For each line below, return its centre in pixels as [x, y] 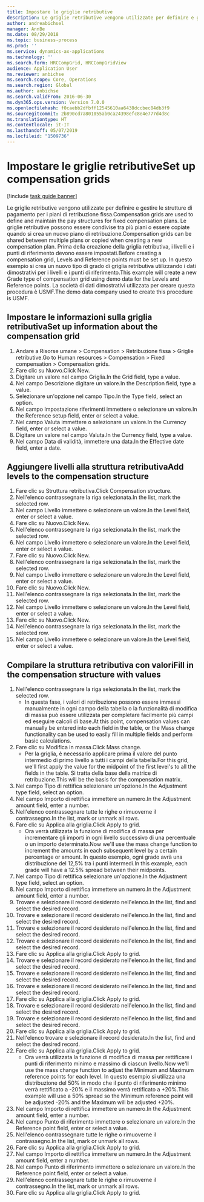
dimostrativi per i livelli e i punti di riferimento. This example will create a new [102, 272]
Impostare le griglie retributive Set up [101, 166]
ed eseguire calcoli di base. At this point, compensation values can [107, 721]
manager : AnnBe [26, 29]
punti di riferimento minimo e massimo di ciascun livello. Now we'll [107, 1063]
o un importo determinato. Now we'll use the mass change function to [111, 844]
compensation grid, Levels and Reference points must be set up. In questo [100, 259]
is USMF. [18, 298]
